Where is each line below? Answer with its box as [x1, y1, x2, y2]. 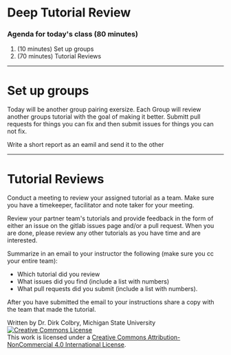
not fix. [7, 127, 27, 135]
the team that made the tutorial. [7, 306, 96, 314]
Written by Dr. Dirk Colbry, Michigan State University [7, 319, 156, 327]
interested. [7, 236, 38, 244]
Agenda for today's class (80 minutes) [7, 30, 139, 39]
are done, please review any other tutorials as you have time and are [7, 229, 201, 238]
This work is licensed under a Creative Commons [7, 333, 146, 341]
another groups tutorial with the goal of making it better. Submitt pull [7, 113, 201, 121]
